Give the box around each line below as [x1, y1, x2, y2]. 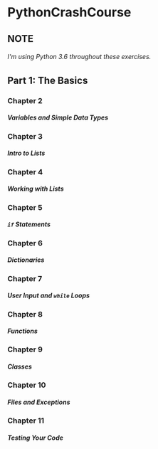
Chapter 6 [7, 238, 43, 248]
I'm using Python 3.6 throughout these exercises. [7, 53, 152, 61]
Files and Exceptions [7, 398, 70, 406]
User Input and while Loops [7, 291, 90, 300]
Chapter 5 [7, 202, 43, 212]
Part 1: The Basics [7, 74, 88, 86]
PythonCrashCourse [7, 4, 132, 21]
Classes [7, 362, 32, 371]
